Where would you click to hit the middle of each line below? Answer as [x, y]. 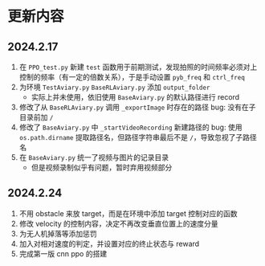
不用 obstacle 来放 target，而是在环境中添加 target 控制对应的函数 [128, 213]
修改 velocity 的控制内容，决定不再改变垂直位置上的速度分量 [118, 223]
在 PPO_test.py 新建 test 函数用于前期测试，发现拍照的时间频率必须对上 [138, 67]
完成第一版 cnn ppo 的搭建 [63, 253]
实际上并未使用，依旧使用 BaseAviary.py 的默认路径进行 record [135, 97]
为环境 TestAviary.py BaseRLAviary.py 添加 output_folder [114, 87]
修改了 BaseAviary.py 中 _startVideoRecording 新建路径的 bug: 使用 [130, 127]
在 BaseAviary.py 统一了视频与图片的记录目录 [94, 157]
